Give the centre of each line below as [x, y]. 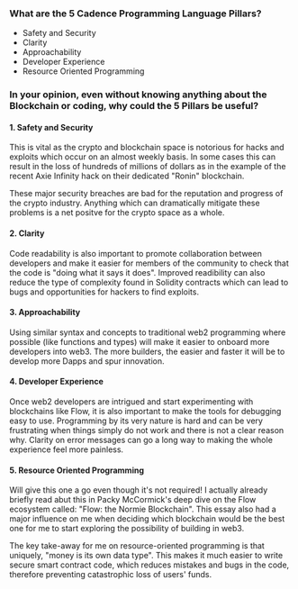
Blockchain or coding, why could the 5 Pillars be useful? [134, 106]
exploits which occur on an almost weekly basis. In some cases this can [143, 157]
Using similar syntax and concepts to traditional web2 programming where [148, 332]
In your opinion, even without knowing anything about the [138, 95]
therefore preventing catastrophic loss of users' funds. [111, 575]
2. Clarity [27, 233]
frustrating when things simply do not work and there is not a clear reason [147, 430]
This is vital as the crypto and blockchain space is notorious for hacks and [147, 148]
